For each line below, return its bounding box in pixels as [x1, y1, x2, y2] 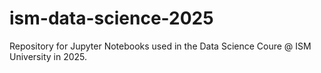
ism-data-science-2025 [9, 7, 214, 30]
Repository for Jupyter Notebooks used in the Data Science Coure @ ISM [9, 40, 312, 52]
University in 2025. [9, 50, 88, 62]
